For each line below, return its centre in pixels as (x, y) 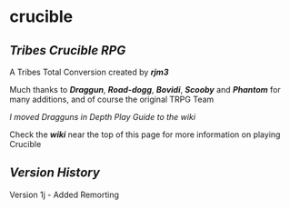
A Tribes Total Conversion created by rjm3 (89, 72)
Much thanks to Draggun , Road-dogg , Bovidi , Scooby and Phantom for (145, 90)
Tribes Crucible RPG (68, 50)
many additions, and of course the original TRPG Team (112, 99)
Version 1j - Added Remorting (65, 194)
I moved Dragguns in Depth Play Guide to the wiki (103, 117)
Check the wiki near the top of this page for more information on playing (145, 134)
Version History (55, 173)
